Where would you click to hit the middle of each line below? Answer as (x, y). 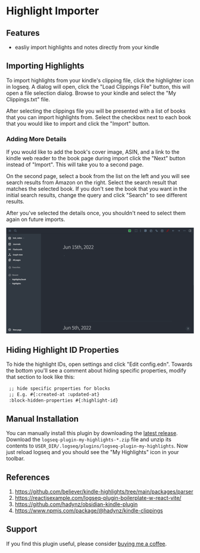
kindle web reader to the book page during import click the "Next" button (96, 159)
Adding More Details (36, 139)
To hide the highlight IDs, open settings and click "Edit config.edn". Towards (99, 364)
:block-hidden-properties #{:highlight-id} (63, 400)
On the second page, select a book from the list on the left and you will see (98, 176)
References (28, 477)
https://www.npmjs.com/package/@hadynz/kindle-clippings (89, 511)
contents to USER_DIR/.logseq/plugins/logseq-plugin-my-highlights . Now (97, 446)
